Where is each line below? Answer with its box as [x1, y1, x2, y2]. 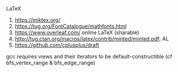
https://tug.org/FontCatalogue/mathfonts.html [14, 23, 127, 30]
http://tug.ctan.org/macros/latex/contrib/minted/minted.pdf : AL [14, 35, 169, 42]
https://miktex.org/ [14, 17, 61, 23]
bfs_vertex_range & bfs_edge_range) [6, 59, 96, 66]
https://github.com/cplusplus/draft [14, 41, 100, 48]
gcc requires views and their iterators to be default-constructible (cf [6, 53, 173, 60]
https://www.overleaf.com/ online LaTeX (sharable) [14, 29, 139, 36]
